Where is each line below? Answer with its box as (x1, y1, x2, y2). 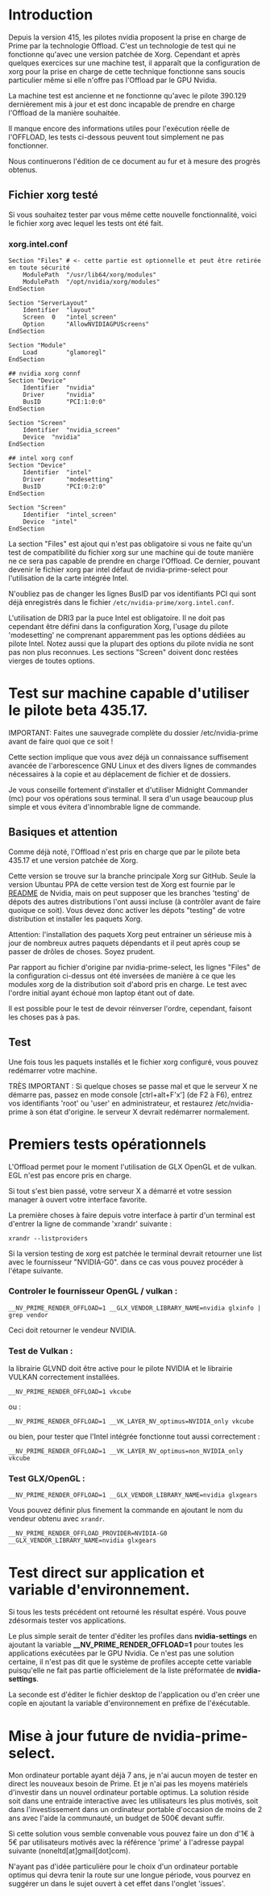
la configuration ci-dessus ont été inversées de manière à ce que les (8, 970, 236, 981)
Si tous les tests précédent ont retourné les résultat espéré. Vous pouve (8, 1607, 247, 1617)
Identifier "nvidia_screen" (23, 426, 121, 435)
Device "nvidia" (23, 433, 81, 441)
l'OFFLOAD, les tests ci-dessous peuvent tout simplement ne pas (8, 131, 224, 142)
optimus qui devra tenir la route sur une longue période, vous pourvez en (8, 1870, 251, 1880)
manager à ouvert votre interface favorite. (8, 1194, 147, 1204)
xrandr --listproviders (8, 1234, 89, 1243)
